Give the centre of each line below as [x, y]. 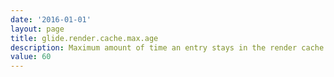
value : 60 [31, 57]
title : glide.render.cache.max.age [84, 38]
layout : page [37, 29]
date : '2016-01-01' [51, 19]
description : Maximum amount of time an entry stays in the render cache [167, 47]
